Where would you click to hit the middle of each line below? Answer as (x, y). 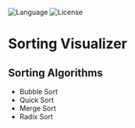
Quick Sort (37, 100)
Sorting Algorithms (55, 73)
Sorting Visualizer (67, 44)
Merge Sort (37, 108)
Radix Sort (36, 117)
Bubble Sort (39, 91)
